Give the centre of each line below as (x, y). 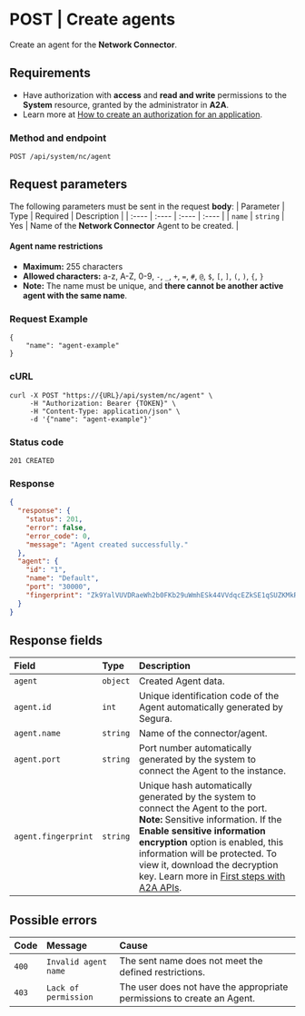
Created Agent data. (182, 681)
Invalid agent (77, 962)
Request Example (49, 319)
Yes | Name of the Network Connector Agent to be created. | (124, 225)
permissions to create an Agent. (187, 999)
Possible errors (54, 920)
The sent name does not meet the (191, 961)
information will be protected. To (208, 853)
